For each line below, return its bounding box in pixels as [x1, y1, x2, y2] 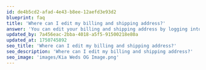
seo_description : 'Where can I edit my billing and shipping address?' [6, 49, 193, 55]
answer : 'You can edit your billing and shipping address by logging [6, 26, 188, 32]
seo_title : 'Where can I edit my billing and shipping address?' [6, 43, 177, 49]
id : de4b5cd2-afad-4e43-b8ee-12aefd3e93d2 [6, 9, 116, 15]
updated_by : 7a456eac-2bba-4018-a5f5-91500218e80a [6, 32, 139, 38]
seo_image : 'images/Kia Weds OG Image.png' [6, 54, 120, 60]
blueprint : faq [6, 15, 45, 21]
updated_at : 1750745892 [6, 37, 67, 43]
